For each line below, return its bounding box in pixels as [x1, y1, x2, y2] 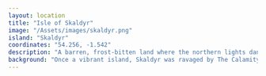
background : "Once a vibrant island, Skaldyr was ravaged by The [8, 56, 228, 64]
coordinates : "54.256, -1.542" [8, 41, 112, 49]
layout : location [8, 11, 66, 20]
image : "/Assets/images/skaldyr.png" [8, 26, 133, 34]
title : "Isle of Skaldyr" [8, 19, 93, 27]
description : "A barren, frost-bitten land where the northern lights [8, 48, 246, 56]
